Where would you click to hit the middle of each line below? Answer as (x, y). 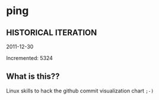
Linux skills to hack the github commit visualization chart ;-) (80, 91)
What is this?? (33, 77)
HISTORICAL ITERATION (52, 33)
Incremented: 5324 (30, 58)
